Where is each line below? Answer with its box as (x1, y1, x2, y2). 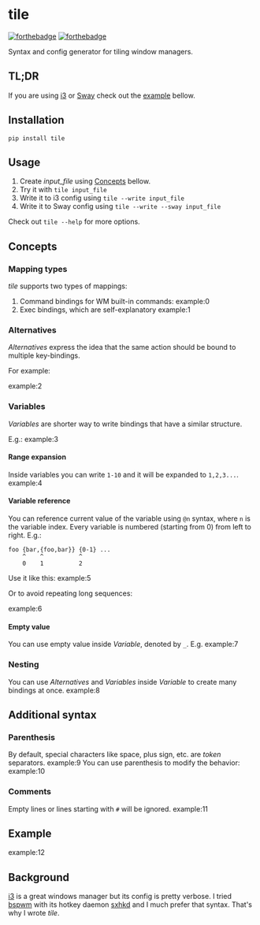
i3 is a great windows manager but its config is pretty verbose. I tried (8, 892, 232, 901)
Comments (8, 786, 51, 797)
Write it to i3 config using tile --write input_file (19, 193, 185, 202)
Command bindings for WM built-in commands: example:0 (19, 297, 210, 306)
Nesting (8, 659, 39, 671)
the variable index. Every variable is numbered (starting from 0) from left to (8, 522, 252, 532)
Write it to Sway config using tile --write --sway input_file (19, 202, 221, 211)
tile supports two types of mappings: (8, 281, 128, 291)
